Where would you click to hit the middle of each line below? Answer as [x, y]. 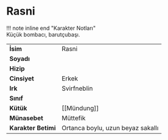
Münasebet [27, 118]
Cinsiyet [22, 79]
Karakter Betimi [33, 128]
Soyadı [20, 58]
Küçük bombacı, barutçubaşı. [43, 34]
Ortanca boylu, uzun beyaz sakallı [110, 128]
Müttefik [74, 118]
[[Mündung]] [80, 108]
